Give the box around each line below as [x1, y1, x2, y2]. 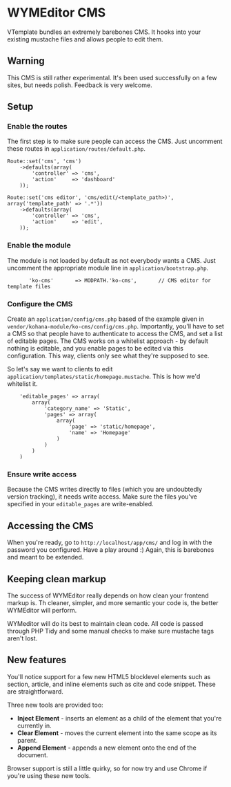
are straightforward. [7, 687, 64, 696]
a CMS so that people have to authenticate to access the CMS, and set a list [7, 330, 223, 338]
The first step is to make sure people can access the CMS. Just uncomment [7, 137, 223, 146]
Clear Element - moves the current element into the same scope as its [17, 728, 217, 737]
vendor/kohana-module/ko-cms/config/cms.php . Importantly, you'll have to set [7, 322, 224, 331]
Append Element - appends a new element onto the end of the [17, 743, 197, 752]
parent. [17, 736, 38, 744]
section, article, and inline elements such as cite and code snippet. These [7, 680, 216, 688]
